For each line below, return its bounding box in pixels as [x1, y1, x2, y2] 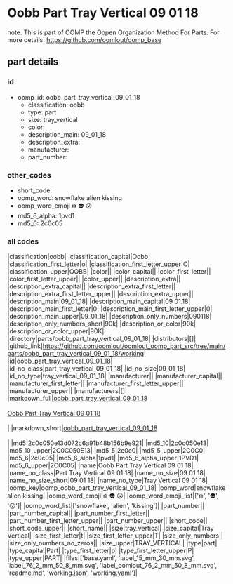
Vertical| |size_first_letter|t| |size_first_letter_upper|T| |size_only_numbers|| [7, 531, 223, 540]
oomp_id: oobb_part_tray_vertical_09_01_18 [17, 93, 140, 101]
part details [7, 56, 59, 68]
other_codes [7, 170, 51, 180]
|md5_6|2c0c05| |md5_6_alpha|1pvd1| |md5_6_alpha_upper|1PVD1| [7, 454, 199, 463]
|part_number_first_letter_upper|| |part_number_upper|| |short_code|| [7, 517, 208, 525]
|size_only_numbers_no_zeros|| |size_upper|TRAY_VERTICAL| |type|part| [7, 539, 218, 547]
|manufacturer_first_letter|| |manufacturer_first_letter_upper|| [7, 379, 184, 387]
